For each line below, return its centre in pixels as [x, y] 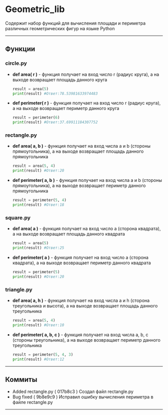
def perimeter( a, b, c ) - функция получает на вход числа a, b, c [80, 335]
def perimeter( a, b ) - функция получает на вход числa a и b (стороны [87, 180]
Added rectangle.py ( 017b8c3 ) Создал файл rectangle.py [73, 392]
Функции [20, 49]
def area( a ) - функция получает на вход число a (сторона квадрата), [86, 229]
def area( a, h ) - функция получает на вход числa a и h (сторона [81, 300]
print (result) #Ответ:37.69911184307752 [55, 122]
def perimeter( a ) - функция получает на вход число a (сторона [80, 257]
